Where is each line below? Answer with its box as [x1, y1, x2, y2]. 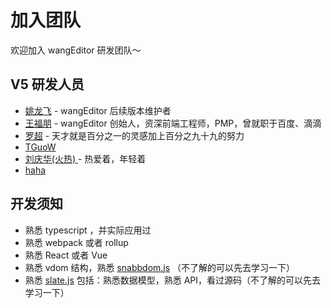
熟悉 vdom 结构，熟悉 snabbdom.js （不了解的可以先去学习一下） [24, 261, 296, 273]
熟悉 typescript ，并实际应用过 [24, 224, 152, 236]
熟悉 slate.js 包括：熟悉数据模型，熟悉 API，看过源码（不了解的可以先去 [24, 274, 322, 286]
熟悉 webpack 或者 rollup [24, 236, 129, 248]
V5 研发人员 [10, 76, 85, 93]
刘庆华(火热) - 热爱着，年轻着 [24, 152, 147, 165]
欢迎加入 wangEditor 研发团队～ [10, 44, 142, 56]
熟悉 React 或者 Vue [24, 249, 108, 261]
